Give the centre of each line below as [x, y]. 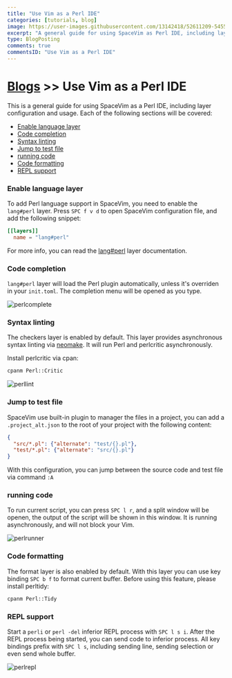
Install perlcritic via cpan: [43, 358]
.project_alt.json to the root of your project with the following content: [109, 425]
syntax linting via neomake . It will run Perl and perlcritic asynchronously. [110, 345]
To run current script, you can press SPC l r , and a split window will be [108, 510]
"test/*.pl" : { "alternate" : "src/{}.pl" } [74, 450]
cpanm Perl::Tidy [32, 599]
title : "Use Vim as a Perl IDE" [54, 14]
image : [17, 26]
